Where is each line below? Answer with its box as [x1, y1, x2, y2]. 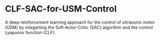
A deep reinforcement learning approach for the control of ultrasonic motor [5, 19, 155, 25]
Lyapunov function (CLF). [5, 29, 56, 35]
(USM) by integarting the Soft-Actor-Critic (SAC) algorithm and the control [5, 24, 153, 30]
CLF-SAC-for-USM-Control [5, 3, 117, 14]
